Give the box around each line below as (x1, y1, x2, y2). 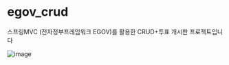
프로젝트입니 (189, 27, 223, 36)
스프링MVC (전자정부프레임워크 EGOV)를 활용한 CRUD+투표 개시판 (7, 27, 188, 36)
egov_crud (7, 4, 69, 20)
